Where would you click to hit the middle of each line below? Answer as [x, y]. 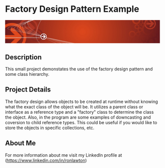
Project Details [28, 90]
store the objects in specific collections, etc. [50, 128]
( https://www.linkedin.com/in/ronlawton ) [46, 160]
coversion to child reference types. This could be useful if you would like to [81, 122]
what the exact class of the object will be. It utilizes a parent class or [74, 106]
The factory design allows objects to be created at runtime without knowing [82, 101]
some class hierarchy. [27, 74]
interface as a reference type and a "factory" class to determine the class [79, 112]
